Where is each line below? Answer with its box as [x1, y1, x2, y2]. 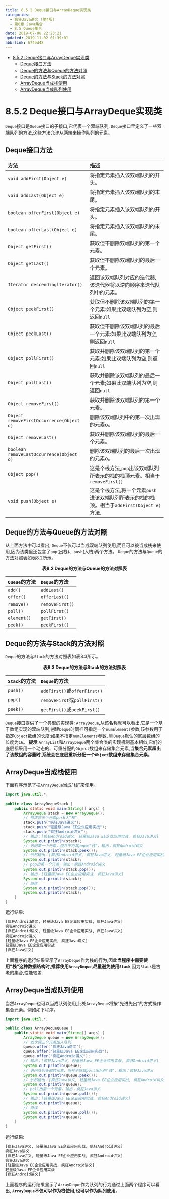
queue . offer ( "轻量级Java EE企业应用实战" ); [23, 1049, 109, 1054]
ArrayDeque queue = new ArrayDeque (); [23, 1035, 105, 1040]
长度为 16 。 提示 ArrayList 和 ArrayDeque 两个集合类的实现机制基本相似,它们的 [5, 739, 162, 745]
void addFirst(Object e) [8, 176, 67, 181]
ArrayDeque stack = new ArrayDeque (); [23, 811, 105, 816]
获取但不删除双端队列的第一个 [90, 240, 160, 247]
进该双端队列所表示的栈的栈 [90, 494, 155, 501]
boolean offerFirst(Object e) [8, 210, 80, 216]
